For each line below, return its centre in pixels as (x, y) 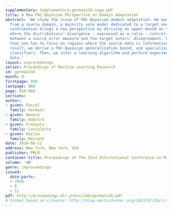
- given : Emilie (23, 134)
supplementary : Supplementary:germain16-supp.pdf (59, 10)
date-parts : (23, 177)
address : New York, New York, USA (42, 148)
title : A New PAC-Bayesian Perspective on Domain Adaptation (72, 15)
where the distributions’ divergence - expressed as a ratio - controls (89, 34)
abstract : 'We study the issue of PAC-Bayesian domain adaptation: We (82, 19)
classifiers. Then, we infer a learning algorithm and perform (79, 53)
